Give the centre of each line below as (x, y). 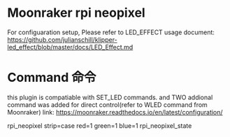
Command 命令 (52, 78)
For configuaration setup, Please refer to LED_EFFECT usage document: (111, 32)
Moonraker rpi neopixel (76, 13)
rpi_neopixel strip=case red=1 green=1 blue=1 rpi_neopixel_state (100, 125)
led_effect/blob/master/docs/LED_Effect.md (70, 47)
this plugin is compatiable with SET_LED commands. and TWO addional (110, 97)
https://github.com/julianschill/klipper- (62, 39)
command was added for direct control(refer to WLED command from (107, 104)
